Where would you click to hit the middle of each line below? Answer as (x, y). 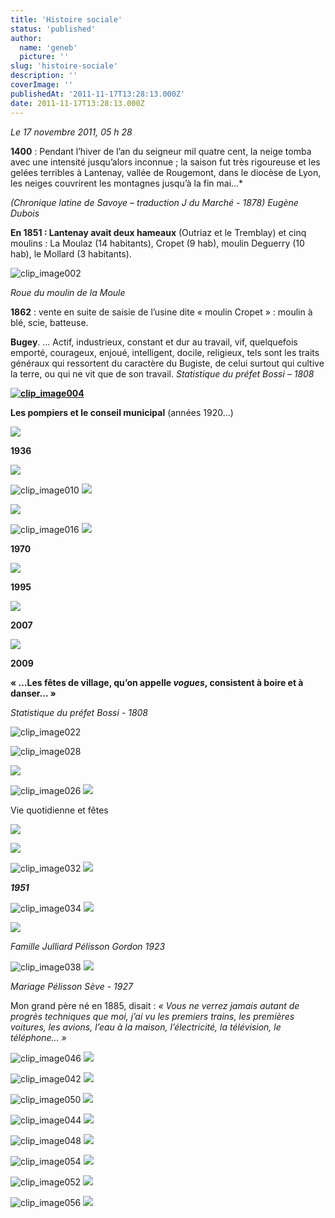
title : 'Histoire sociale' (66, 19)
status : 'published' (53, 29)
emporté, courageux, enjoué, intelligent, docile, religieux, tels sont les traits (165, 352)
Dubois (25, 213)
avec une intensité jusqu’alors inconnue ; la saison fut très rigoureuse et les (165, 162)
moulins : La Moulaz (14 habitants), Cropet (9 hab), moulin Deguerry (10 (157, 243)
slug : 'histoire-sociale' (64, 66)
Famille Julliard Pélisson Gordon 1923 (88, 946)
